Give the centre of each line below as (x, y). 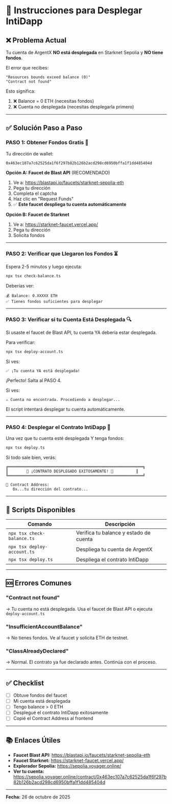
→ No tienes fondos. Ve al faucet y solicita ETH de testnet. (67, 638)
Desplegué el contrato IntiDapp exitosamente (61, 712)
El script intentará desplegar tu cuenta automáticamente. (66, 409)
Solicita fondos (29, 235)
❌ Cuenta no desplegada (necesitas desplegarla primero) (73, 107)
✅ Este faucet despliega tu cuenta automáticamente (70, 204)
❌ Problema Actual (36, 40)
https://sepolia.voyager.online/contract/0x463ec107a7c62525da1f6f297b (90, 777)
